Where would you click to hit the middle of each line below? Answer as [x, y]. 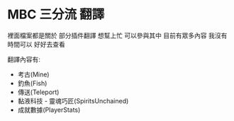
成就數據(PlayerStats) [49, 110]
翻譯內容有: [24, 59]
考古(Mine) [33, 74]
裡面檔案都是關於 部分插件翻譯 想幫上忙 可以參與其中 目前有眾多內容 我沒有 [117, 35]
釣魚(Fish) [32, 83]
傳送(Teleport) [38, 92]
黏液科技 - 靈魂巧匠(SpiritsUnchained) [73, 100]
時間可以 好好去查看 [36, 44]
